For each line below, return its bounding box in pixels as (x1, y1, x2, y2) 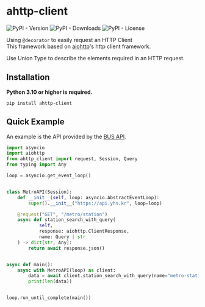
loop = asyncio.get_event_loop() (6, 172, 92, 179)
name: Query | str (38, 234, 86, 240)
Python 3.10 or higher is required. (6, 88, 93, 96)
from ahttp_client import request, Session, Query (6, 156, 138, 162)
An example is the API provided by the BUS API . (6, 133, 126, 140)
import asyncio (6, 144, 45, 150)
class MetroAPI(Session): (6, 189, 72, 195)
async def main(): (6, 261, 53, 267)
